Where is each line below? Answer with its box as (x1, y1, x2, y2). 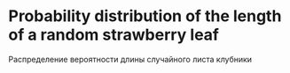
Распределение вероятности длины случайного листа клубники (8, 54, 253, 64)
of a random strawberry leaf (8, 25, 219, 45)
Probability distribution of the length (8, 6, 282, 26)
